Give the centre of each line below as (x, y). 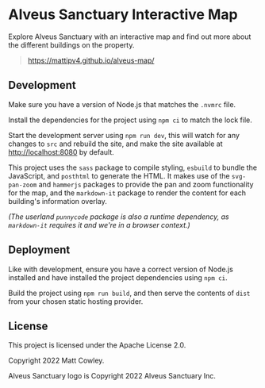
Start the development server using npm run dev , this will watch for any (124, 135)
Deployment (39, 250)
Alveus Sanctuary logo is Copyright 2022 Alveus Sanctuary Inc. (112, 376)
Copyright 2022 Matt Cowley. (56, 361)
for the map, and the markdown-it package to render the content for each (127, 193)
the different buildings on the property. (71, 44)
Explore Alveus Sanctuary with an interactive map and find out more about (130, 36)
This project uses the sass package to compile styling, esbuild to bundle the (133, 167)
